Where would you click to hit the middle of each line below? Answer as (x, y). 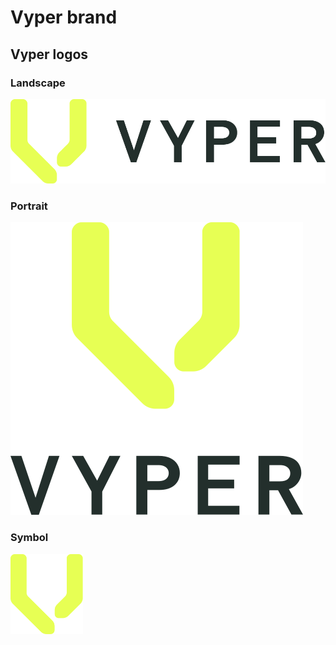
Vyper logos (49, 54)
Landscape (38, 83)
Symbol (29, 538)
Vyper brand (64, 17)
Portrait (29, 206)
